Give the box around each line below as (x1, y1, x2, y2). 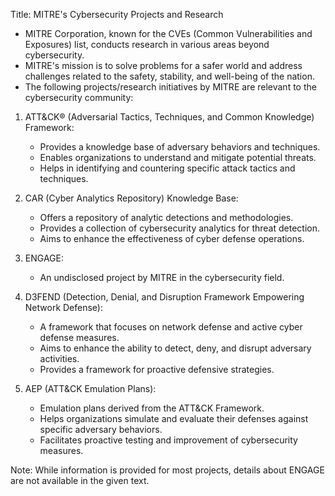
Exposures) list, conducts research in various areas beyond (24, 39, 270, 50)
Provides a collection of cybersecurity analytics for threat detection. (39, 222, 320, 234)
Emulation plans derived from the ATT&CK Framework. (39, 402, 265, 414)
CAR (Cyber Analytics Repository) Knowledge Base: (24, 192, 239, 204)
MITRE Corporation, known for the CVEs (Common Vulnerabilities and (24, 28, 313, 39)
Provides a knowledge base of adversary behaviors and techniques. (39, 141, 321, 153)
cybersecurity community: (24, 92, 134, 103)
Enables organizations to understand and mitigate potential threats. (39, 152, 317, 163)
